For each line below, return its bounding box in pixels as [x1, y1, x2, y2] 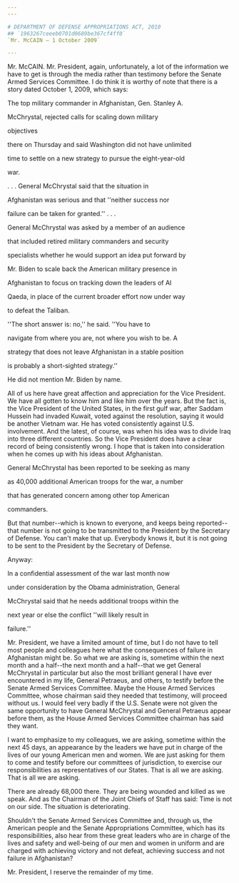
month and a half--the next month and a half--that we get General [7, 661, 201, 670]
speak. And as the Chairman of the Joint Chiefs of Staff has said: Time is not [7, 795, 233, 803]
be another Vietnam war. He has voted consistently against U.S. [7, 419, 195, 428]
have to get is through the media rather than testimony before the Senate [7, 70, 222, 78]
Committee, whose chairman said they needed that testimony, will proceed [7, 691, 227, 700]
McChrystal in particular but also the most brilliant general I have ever [7, 668, 213, 678]
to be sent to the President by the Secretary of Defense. [7, 541, 172, 550]
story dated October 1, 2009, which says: [7, 85, 128, 93]
